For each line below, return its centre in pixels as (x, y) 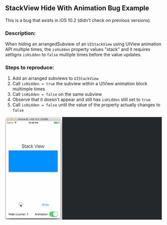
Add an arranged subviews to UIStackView (55, 78)
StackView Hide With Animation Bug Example (77, 8)
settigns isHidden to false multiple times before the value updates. (73, 55)
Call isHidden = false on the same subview (57, 94)
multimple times (29, 89)
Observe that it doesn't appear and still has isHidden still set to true (81, 100)
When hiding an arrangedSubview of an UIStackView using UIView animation (83, 44)
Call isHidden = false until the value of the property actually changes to (86, 105)
